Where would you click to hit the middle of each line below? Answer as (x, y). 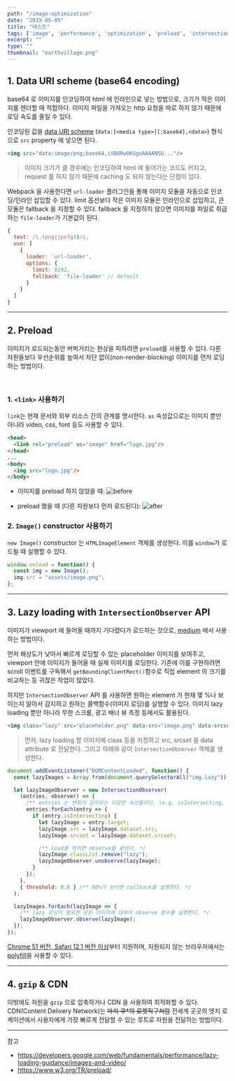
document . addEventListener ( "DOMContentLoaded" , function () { (98, 771)
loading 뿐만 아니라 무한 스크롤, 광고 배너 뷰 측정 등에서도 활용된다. (99, 712)
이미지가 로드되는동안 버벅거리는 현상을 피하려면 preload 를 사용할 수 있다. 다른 (114, 348)
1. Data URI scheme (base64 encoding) (94, 81)
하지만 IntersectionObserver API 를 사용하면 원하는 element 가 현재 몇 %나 (112, 695)
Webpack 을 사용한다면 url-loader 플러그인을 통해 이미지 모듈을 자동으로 (108, 191)
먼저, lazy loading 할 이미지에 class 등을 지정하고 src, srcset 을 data (119, 740)
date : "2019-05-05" (36, 20)
